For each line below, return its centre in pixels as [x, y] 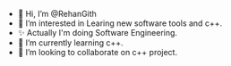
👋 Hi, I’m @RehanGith [57, 14]
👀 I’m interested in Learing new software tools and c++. [120, 23]
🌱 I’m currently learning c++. [70, 43]
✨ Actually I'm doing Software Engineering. [97, 33]
